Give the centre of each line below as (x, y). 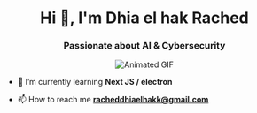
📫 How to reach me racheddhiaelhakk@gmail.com (113, 100)
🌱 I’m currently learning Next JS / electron (95, 82)
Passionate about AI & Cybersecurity (144, 46)
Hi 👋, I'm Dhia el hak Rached (144, 18)
